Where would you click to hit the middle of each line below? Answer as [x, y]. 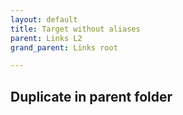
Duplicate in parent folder [91, 96]
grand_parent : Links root [64, 47]
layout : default [44, 19]
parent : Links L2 [46, 38]
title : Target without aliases [75, 29]
